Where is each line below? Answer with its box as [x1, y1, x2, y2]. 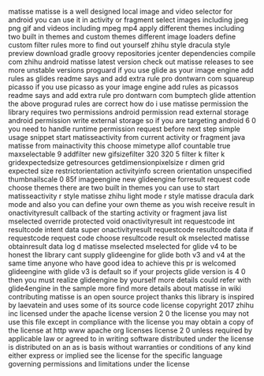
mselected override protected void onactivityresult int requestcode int [8, 216, 235, 226]
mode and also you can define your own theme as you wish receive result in [8, 200, 255, 209]
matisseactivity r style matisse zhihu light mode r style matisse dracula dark [8, 191, 255, 201]
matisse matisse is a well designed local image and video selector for [8, 7, 233, 16]
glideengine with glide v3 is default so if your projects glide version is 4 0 [8, 267, 246, 276]
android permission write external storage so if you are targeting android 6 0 [8, 116, 256, 125]
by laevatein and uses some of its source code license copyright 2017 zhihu [8, 300, 255, 310]
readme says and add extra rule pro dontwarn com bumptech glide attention [8, 91, 256, 100]
